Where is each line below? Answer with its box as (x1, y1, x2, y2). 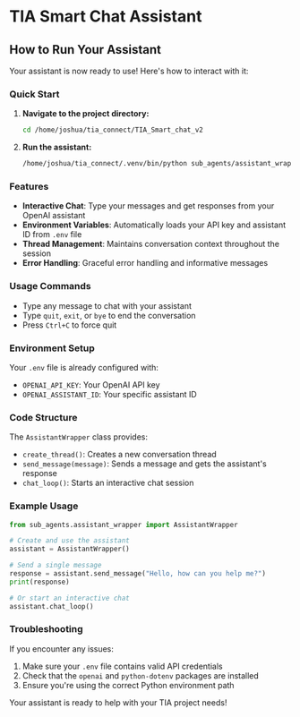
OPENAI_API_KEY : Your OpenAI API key (21, 379, 160, 390)
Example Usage (9, 499, 79, 512)
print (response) (9, 577, 70, 586)
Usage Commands (9, 280, 91, 293)
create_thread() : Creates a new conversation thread (21, 449, 217, 460)
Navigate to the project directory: (21, 108, 150, 119)
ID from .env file (21, 229, 82, 240)
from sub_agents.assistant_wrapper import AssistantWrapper (9, 520, 239, 529)
